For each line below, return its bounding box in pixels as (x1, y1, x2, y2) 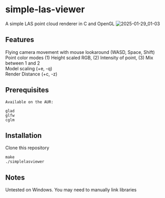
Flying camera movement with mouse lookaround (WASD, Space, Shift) (5, 49, 155, 55)
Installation (5, 131, 42, 140)
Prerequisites (5, 86, 49, 94)
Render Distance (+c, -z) (5, 71, 58, 77)
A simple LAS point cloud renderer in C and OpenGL (5, 21, 115, 27)
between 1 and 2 (5, 60, 40, 66)
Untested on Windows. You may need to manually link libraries (5, 187, 137, 193)
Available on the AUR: (5, 99, 54, 105)
